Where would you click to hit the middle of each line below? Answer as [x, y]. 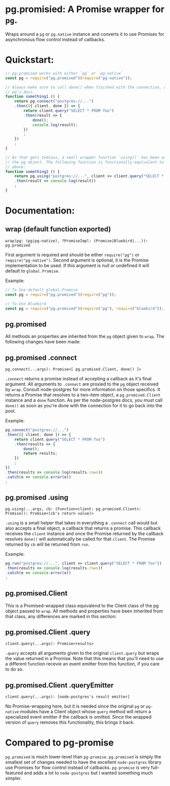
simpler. [13, 778]
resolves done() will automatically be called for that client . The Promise [80, 539]
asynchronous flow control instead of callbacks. [55, 39]
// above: [16, 167]
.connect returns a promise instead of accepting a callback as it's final [78, 379]
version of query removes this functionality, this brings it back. [70, 722]
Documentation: [40, 211]
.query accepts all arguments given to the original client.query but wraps [82, 653]
